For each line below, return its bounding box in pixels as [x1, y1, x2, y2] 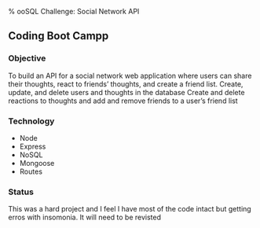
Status [8, 186, 34, 197]
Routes [19, 167, 43, 176]
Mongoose [19, 158, 55, 167]
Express [19, 142, 46, 151]
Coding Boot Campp [8, 29, 109, 42]
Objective [8, 53, 46, 64]
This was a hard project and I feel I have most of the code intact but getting [8, 204, 251, 214]
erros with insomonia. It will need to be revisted [8, 212, 162, 222]
